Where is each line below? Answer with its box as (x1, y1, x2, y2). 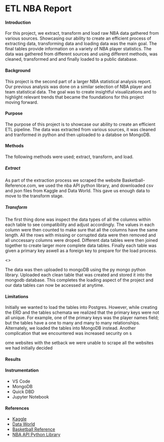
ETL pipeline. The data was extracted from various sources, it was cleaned (5, 126, 156, 132)
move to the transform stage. (5, 193, 64, 199)
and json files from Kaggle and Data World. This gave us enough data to (5, 187, 150, 193)
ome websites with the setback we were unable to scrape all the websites (5, 340, 154, 346)
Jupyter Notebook (12, 394, 49, 399)
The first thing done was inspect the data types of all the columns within (5, 216, 151, 222)
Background (5, 67, 31, 73)
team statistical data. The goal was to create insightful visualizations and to (5, 89, 157, 94)
